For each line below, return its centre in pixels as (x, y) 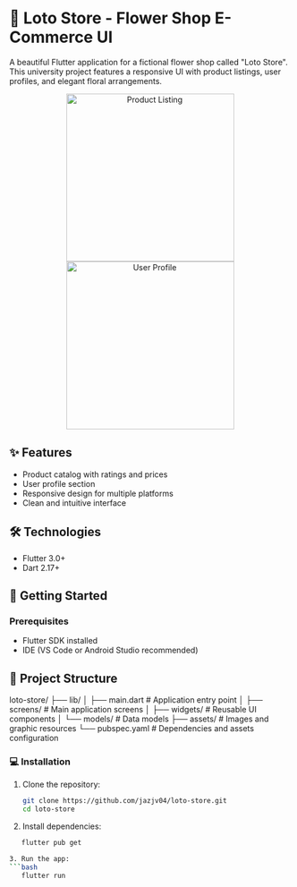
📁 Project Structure (64, 678)
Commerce (51, 37)
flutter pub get (51, 843)
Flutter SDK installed (60, 641)
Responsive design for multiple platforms (98, 493)
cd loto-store (48, 809)
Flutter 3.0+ (44, 558)
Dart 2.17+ (41, 567)
